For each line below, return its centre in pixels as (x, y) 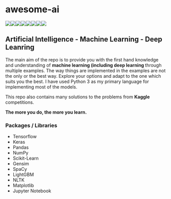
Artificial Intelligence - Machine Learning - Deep (84, 39)
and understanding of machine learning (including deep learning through (83, 65)
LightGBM (23, 174)
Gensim (21, 164)
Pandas (21, 147)
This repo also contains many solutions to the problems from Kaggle (78, 97)
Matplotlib (23, 186)
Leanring (20, 47)
